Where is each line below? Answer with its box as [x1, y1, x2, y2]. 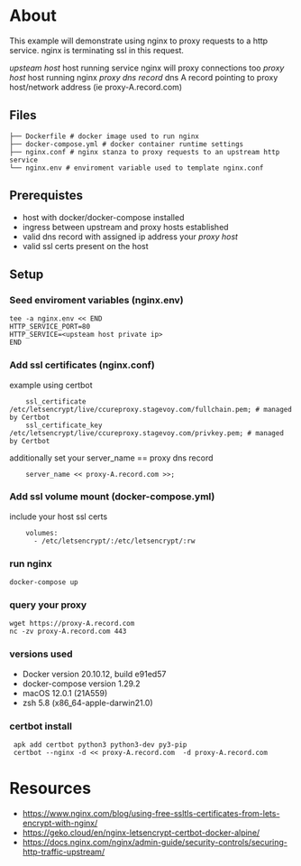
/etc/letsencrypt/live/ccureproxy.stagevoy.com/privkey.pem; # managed [9, 428, 284, 438]
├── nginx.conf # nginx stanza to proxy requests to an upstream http [9, 147, 280, 156]
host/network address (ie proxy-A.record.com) [9, 81, 183, 92]
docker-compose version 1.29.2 [22, 678, 141, 689]
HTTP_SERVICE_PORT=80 [9, 322, 91, 331]
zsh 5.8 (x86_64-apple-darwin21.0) [22, 697, 153, 708]
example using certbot [9, 379, 93, 390]
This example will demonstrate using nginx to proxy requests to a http [9, 35, 269, 46]
